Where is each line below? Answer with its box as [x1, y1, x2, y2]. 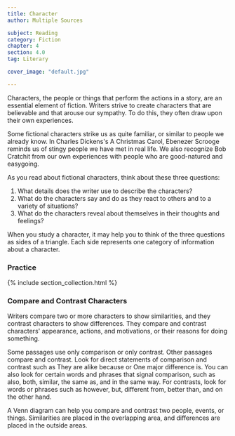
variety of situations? [17, 202, 79, 210]
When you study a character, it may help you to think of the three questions [7, 230, 225, 239]
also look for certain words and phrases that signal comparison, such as [7, 370, 216, 379]
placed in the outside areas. [7, 421, 88, 430]
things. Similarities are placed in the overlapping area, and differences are [7, 414, 221, 422]
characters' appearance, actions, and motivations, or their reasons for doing [7, 327, 228, 336]
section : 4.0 [7, 49, 46, 56]
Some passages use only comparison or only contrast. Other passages [7, 348, 213, 357]
